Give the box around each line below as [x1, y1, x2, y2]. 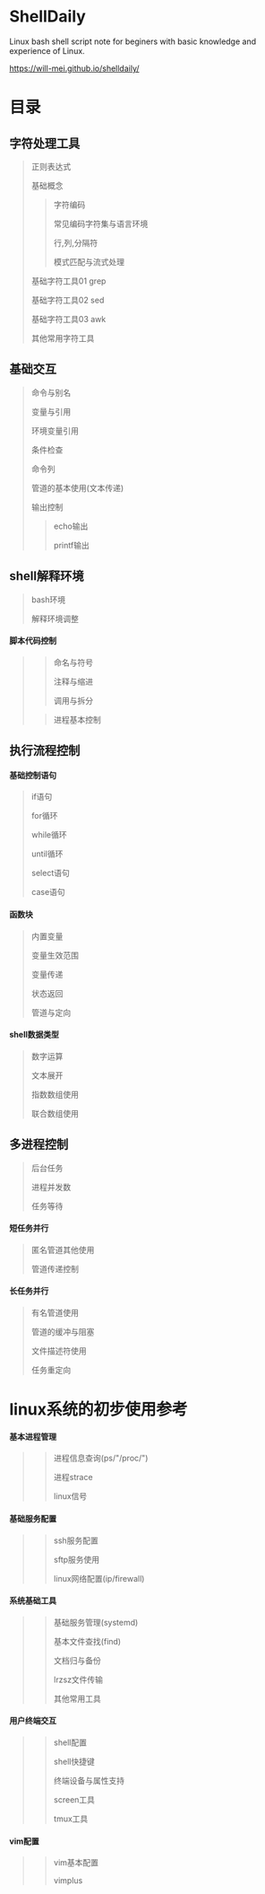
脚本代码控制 [9, 636, 56, 646]
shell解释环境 [9, 568, 84, 584]
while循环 [30, 829, 67, 840]
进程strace [53, 1472, 93, 1483]
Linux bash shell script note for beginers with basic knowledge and [9, 36, 257, 47]
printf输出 [53, 539, 90, 550]
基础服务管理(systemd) [53, 1617, 139, 1627]
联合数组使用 [30, 1108, 79, 1118]
